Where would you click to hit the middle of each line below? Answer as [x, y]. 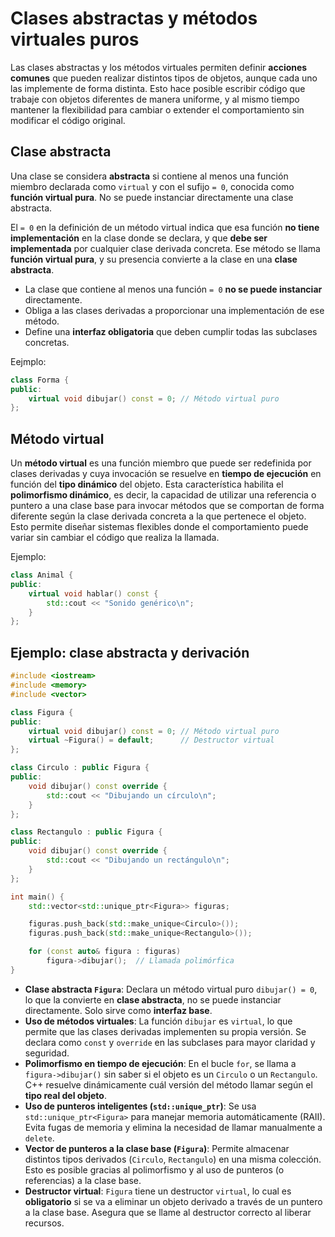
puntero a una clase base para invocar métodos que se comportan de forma [167, 506]
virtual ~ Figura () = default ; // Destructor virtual [151, 740]
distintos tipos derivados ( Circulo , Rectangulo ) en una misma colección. [173, 1159]
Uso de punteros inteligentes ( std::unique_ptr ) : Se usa [140, 1106]
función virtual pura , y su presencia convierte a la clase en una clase [154, 259]
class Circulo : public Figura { [80, 768]
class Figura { [42, 712]
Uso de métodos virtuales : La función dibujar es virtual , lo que [158, 1021]
